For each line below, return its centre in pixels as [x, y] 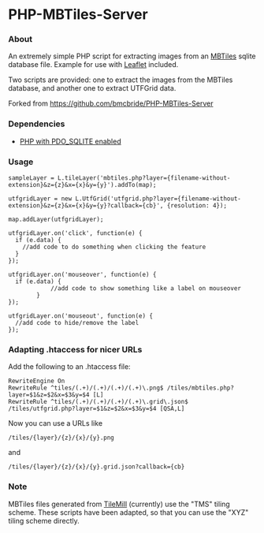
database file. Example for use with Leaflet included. [93, 65]
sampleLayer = [32, 178]
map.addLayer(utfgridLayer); [56, 220]
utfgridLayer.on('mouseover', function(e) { [82, 275]
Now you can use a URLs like [56, 423]
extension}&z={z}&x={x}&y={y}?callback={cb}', [86, 206]
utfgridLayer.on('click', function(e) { [76, 233]
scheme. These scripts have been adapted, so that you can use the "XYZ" [128, 512]
